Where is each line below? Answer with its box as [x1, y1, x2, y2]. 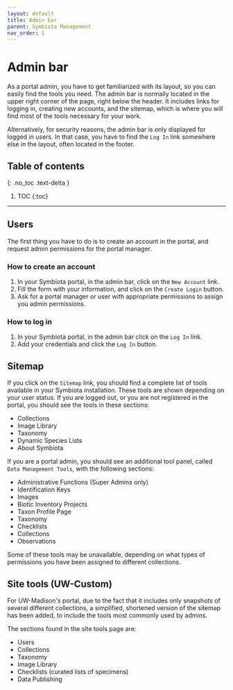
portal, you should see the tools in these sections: [7, 401, 150, 410]
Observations [17, 537, 56, 546]
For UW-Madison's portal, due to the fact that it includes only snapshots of [7, 596, 221, 605]
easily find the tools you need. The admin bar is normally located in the [7, 90, 210, 98]
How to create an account [7, 262, 96, 271]
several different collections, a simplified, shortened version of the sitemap [7, 604, 221, 612]
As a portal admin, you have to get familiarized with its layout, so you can [7, 83, 216, 91]
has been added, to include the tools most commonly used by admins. [7, 612, 208, 620]
